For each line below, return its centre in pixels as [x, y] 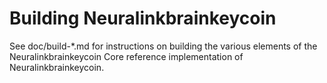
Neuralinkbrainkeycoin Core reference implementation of [126, 56]
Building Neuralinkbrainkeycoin [143, 18]
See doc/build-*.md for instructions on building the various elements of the [163, 46]
